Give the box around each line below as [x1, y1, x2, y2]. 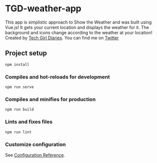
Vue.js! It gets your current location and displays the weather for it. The [5, 24, 149, 30]
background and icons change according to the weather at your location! [5, 29, 153, 35]
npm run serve [5, 84, 34, 90]
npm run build [5, 107, 34, 112]
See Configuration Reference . [5, 152, 65, 158]
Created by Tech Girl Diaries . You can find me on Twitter [5, 35, 119, 41]
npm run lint [5, 130, 32, 135]
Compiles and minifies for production [5, 96, 96, 103]
